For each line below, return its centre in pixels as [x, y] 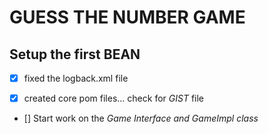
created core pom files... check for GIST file [113, 98]
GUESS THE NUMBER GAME [127, 17]
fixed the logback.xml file [76, 78]
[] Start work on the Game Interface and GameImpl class [141, 118]
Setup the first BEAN [75, 54]
